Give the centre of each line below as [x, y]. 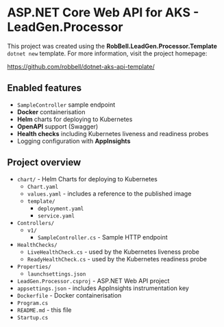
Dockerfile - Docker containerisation [69, 295]
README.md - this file [44, 310]
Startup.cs [33, 317]
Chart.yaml [43, 187]
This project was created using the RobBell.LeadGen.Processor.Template [112, 46]
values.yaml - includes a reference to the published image [109, 194]
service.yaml [56, 216]
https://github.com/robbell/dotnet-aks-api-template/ [81, 66]
